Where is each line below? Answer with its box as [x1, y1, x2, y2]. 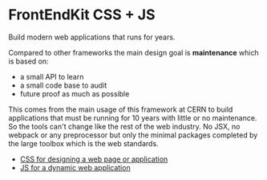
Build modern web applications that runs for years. [8, 32, 176, 42]
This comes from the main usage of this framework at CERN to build [8, 104, 233, 114]
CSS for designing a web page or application [19, 154, 168, 164]
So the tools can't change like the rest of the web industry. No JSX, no [8, 121, 241, 131]
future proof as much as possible [19, 88, 130, 98]
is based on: [8, 56, 50, 66]
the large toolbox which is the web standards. [8, 138, 159, 148]
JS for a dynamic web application [19, 162, 131, 172]
